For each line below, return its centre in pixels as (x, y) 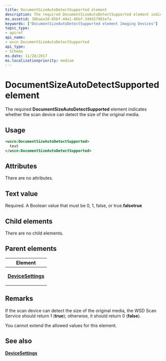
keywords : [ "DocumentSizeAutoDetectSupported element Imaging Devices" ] (82, 24)
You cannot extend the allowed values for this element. (61, 325)
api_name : (15, 38)
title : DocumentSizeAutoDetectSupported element (56, 10)
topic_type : (17, 28)
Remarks (19, 299)
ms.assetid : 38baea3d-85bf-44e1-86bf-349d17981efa (58, 19)
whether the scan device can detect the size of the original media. (72, 115)
